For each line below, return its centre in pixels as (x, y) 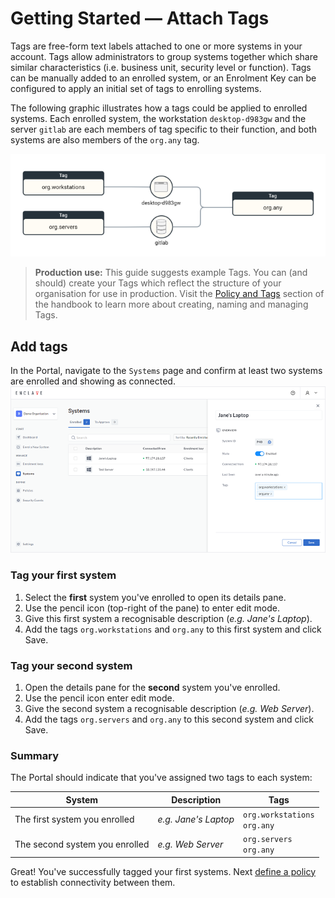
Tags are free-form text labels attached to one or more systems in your (156, 46)
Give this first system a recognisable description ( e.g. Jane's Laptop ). (168, 618)
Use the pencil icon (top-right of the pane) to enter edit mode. (152, 608)
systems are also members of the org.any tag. (105, 139)
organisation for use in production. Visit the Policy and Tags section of (179, 294)
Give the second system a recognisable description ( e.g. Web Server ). (169, 708)
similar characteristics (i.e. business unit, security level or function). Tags (161, 67)
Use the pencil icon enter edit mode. (99, 698)
